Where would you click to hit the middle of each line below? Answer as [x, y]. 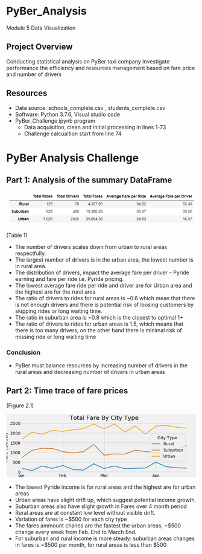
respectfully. [30, 253]
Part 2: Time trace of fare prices [67, 391]
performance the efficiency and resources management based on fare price [101, 68]
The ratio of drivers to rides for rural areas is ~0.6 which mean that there [105, 298]
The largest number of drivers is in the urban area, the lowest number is [104, 259]
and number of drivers [34, 74]
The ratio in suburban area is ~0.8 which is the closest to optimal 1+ [99, 317]
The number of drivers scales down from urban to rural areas [91, 246]
